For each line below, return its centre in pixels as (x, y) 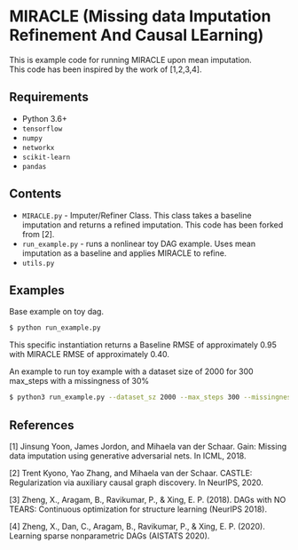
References (42, 425)
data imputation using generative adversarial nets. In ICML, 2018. (128, 456)
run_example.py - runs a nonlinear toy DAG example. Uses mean (138, 243)
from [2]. (38, 234)
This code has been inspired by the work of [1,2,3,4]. (106, 69)
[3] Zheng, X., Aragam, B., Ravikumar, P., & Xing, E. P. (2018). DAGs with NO (148, 499)
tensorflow (42, 129)
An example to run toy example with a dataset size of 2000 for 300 (132, 371)
